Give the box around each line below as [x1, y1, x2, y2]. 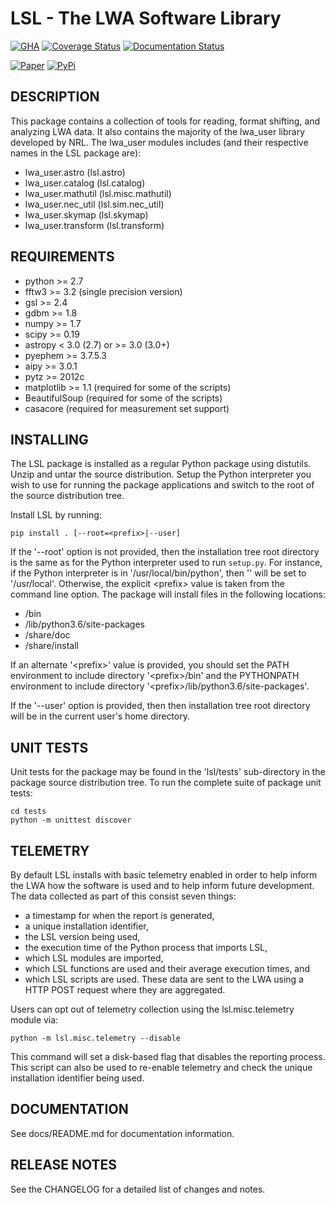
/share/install [24, 640, 79, 652]
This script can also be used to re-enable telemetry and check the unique [10, 1062, 313, 1073]
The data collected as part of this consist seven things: [10, 890, 237, 902]
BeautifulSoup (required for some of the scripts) [24, 392, 223, 404]
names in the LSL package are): [10, 147, 142, 159]
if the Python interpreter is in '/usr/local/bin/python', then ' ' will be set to [10, 567, 307, 579]
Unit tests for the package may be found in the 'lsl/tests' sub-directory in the [10, 766, 326, 778]
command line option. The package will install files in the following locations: [10, 588, 326, 601]
